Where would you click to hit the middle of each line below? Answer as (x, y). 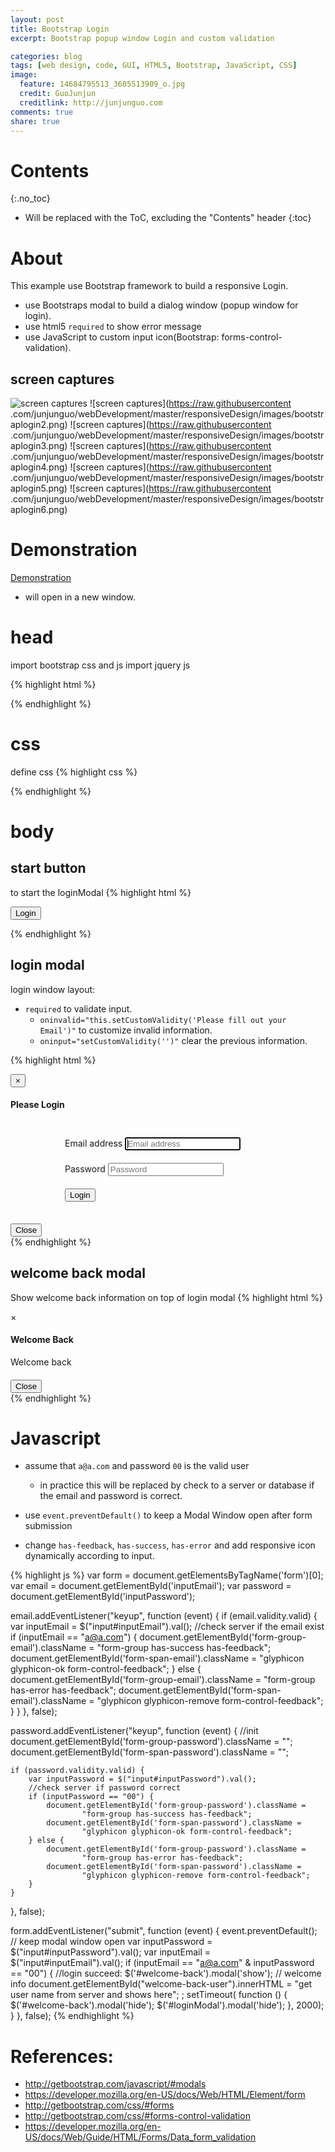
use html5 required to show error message (113, 327)
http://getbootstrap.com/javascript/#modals (115, 2084)
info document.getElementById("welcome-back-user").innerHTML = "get (161, 1984)
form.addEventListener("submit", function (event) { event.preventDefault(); (164, 1931)
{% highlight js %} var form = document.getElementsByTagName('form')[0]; (167, 1575)
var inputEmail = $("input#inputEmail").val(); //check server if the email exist (167, 1627)
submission (48, 1526)
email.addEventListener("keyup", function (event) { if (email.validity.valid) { (164, 1616)
